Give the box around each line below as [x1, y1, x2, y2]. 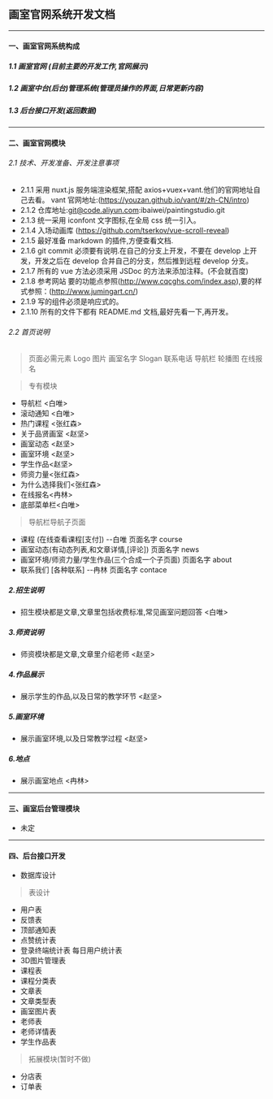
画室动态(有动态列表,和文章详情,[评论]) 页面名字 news [19, 545, 200, 554]
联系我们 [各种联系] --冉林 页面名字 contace [19, 565, 167, 575]
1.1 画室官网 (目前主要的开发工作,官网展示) [8, 62, 149, 71]
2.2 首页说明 [8, 327, 50, 337]
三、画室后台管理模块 [8, 803, 80, 813]
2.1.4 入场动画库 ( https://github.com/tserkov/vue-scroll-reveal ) [19, 225, 230, 235]
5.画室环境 [8, 711, 45, 721]
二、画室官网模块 [8, 137, 66, 148]
